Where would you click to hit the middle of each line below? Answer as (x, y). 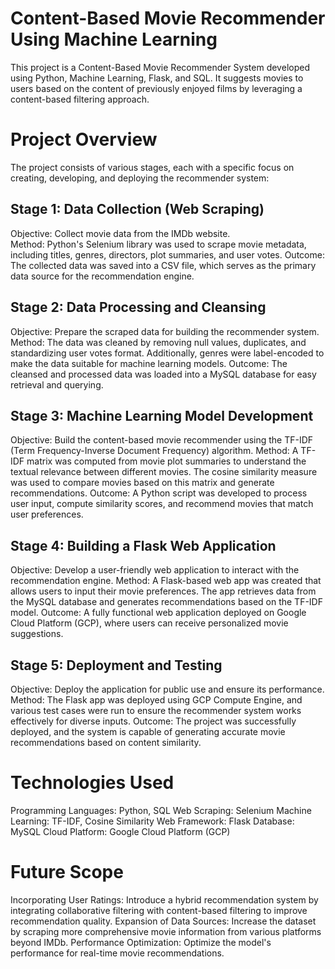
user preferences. (47, 514)
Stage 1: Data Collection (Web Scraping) (137, 209)
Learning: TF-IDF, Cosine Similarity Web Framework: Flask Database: (152, 821)
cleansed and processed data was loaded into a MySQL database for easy (163, 374)
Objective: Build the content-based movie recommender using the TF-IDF (162, 440)
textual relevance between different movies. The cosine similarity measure (164, 472)
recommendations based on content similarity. (106, 742)
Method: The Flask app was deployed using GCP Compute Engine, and (156, 699)
